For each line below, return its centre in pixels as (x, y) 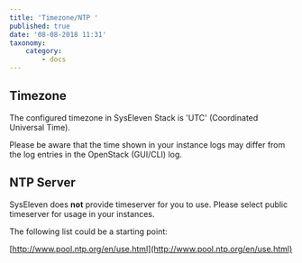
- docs (54, 59)
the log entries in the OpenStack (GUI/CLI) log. (96, 154)
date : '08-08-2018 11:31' (58, 34)
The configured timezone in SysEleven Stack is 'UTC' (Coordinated (134, 117)
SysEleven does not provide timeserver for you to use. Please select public (149, 204)
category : (44, 51)
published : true (40, 26)
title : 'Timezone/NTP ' (54, 18)
